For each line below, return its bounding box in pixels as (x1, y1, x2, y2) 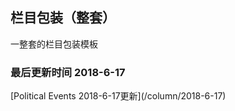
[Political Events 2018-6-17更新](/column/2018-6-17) (10, 90, 227, 102)
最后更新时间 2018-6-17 (10, 65, 126, 79)
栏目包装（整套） (10, 9, 116, 27)
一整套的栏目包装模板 (10, 38, 98, 50)
